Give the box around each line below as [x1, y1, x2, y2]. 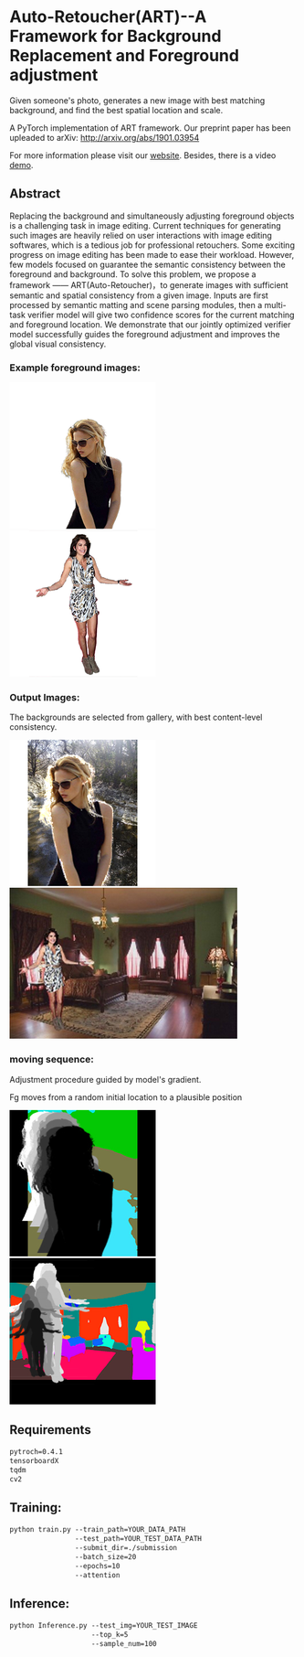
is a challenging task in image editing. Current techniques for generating [9, 219, 281, 230]
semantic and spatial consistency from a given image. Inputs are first [9, 290, 269, 301]
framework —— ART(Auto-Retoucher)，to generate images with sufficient [9, 279, 289, 290]
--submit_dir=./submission [74, 1544, 178, 1553]
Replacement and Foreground [9, 46, 240, 66]
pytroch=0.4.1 [9, 1448, 64, 1457]
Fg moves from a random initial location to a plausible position [9, 1091, 243, 1103]
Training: [9, 1500, 62, 1515]
